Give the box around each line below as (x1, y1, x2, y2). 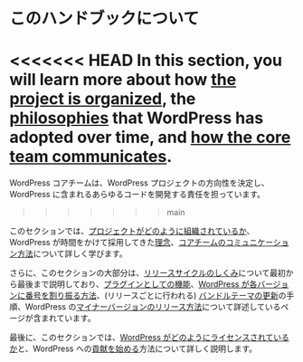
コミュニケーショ (225, 237, 289, 248)
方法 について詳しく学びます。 (16, 248, 128, 259)
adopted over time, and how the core (9, 128, 291, 148)
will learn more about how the (9, 70, 237, 90)
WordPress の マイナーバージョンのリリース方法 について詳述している (24, 301, 281, 312)
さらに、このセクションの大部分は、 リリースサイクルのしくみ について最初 (9, 268, 287, 279)
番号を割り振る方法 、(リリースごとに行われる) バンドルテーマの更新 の (24, 291, 287, 301)
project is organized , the (9, 89, 196, 110)
